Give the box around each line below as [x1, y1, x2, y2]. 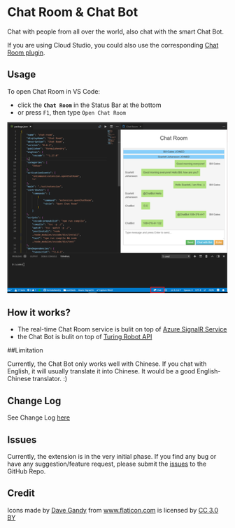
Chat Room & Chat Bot [7, 4, 138, 20]
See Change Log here [7, 413, 71, 422]
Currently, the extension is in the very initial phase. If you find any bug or [7, 452, 217, 460]
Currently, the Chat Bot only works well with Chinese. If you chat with [7, 359, 207, 368]
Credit [7, 487, 35, 499]
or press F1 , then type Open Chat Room [17, 108, 127, 116]
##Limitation [7, 346, 43, 355]
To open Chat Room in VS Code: [7, 87, 100, 95]
